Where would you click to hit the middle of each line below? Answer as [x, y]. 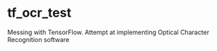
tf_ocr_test [40, 13]
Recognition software [38, 39]
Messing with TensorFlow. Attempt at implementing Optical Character [108, 32]
